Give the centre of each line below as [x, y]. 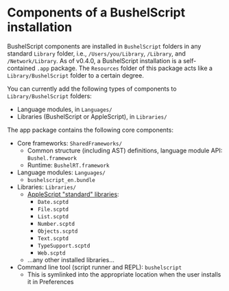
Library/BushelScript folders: [50, 96]
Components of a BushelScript [96, 13]
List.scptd [53, 217]
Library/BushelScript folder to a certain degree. [75, 75]
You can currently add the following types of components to [92, 89]
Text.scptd [53, 238]
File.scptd [53, 209]
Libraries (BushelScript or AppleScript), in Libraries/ [92, 116]
